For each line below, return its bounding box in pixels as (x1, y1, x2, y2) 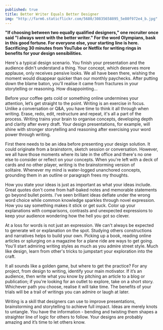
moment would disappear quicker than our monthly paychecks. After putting (5, 75, 158, 81)
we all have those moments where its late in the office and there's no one (5, 152, 152, 157)
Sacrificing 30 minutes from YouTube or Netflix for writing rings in (5, 45, 141, 51)
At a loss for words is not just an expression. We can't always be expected (5, 222, 154, 228)
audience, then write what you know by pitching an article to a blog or (5, 273, 145, 279)
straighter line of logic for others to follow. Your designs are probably (5, 314, 143, 320)
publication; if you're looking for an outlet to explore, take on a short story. (5, 279, 154, 285)
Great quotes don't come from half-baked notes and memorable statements (5, 187, 157, 193)
